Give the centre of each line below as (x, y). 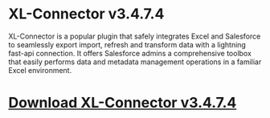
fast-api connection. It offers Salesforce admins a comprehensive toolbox (130, 53)
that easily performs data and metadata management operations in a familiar (135, 62)
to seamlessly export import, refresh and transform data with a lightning (127, 44)
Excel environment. (40, 70)
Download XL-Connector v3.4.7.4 (123, 103)
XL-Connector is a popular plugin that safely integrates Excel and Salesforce (135, 36)
